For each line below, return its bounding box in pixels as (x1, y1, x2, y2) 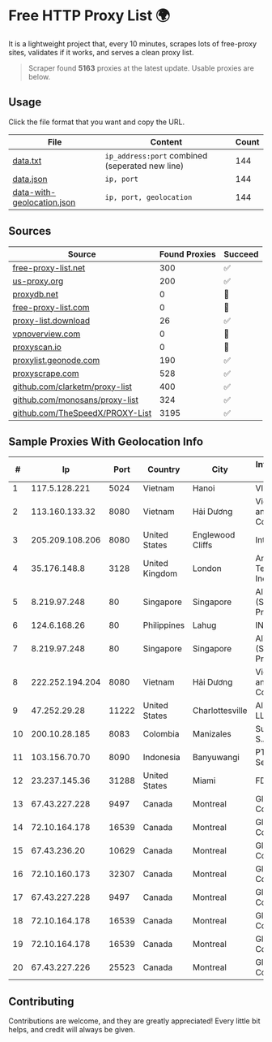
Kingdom (142, 568, 178, 579)
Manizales (193, 729, 232, 740)
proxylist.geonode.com (12, 354, 100, 365)
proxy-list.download (12, 314, 91, 326)
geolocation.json (12, 197, 76, 208)
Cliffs (193, 539, 213, 551)
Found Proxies (159, 249, 216, 260)
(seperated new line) (104, 160, 185, 171)
